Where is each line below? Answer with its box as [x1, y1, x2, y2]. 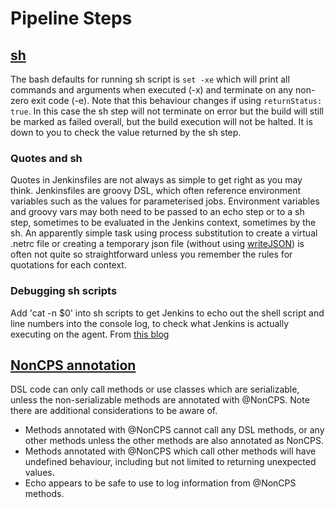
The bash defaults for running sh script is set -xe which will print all [10, 73, 290, 85]
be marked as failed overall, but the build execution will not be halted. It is [10, 116, 313, 127]
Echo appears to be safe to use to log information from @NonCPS [24, 477, 297, 489]
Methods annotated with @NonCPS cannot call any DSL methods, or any [24, 424, 325, 436]
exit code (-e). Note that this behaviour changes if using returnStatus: [31, 95, 323, 106]
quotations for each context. [10, 259, 127, 271]
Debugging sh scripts [10, 284, 118, 298]
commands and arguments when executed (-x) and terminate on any [10, 84, 294, 96]
